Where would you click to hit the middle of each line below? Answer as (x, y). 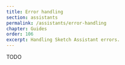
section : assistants (32, 17)
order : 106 (20, 34)
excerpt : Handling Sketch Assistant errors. (63, 40)
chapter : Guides (27, 29)
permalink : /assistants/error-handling (56, 23)
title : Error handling (35, 12)
